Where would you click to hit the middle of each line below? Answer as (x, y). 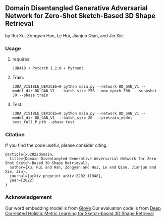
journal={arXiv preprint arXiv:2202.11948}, (56, 176)
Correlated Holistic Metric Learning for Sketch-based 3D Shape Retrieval (80, 213)
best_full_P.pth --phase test (44, 122)
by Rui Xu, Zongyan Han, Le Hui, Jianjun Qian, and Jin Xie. (65, 35)
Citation (15, 135)
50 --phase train (30, 95)
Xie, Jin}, (16, 172)
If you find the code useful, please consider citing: (56, 145)
